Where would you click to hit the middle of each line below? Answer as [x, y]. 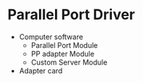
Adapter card [41, 70]
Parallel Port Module [64, 45]
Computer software [51, 37]
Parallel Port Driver [71, 15]
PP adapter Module [63, 53]
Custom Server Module [69, 62]
